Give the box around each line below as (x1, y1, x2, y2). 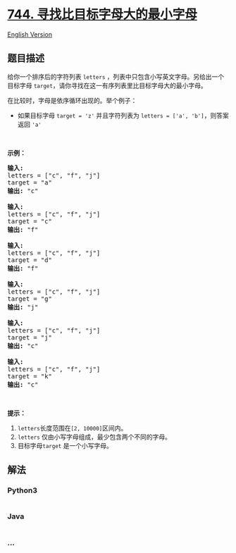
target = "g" (7, 294, 53, 303)
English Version (7, 30, 53, 39)
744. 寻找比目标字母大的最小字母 (7, 6, 197, 23)
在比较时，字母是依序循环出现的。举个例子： (7, 96, 137, 104)
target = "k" (7, 372, 53, 380)
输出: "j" (7, 303, 39, 311)
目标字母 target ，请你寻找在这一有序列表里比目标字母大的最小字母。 (7, 81, 207, 89)
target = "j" (7, 333, 53, 342)
